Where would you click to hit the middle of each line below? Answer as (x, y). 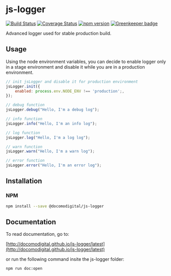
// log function (23, 133)
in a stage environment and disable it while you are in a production (75, 67)
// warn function (24, 147)
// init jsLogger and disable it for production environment (72, 82)
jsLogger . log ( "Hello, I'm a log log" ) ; (48, 137)
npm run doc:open (24, 269)
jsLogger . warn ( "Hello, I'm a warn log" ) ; (50, 151)
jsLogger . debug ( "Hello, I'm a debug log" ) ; (53, 110)
